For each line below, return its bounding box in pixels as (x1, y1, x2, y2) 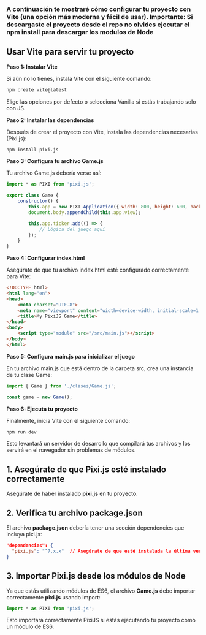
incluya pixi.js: (6, 531, 42, 538)
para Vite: (6, 273, 31, 280)
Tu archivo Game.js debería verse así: (6, 169, 102, 177)
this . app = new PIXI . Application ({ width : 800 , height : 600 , (28, 204, 188, 210)
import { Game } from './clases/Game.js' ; (6, 382, 116, 389)
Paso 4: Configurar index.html (6, 254, 85, 262)
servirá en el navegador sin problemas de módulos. (6, 446, 136, 454)
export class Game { (6, 192, 59, 199)
